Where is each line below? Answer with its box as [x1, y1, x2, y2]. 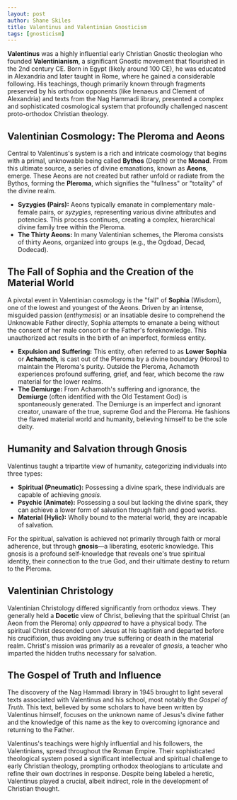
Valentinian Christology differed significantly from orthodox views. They [7, 603, 217, 612]
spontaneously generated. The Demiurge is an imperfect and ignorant [17, 399, 221, 408]
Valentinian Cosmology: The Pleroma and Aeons [7, 130, 225, 142]
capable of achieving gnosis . [17, 490, 102, 499]
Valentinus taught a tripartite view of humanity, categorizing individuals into [7, 462, 228, 470]
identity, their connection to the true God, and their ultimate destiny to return [7, 556, 230, 565]
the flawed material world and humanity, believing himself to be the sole [17, 415, 228, 423]
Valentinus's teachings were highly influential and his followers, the [7, 739, 203, 748]
